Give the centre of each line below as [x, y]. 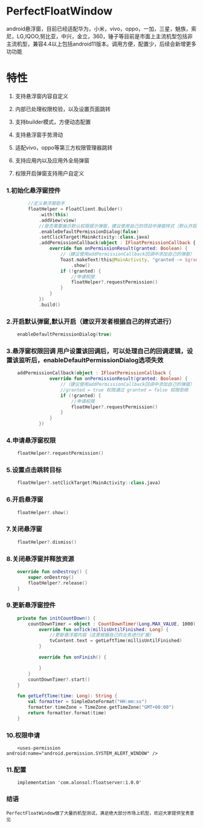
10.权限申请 [23, 735]
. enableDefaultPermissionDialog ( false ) [89, 231]
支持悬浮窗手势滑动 [39, 134]
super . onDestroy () [51, 577]
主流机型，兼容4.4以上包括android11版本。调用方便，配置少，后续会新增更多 [101, 44]
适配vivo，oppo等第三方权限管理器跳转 [64, 147]
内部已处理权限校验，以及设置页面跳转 [63, 109]
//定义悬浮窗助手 [47, 204]
